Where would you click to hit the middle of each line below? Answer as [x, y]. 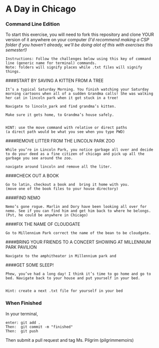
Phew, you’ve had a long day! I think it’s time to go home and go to [78, 274]
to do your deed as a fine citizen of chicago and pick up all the [75, 154]
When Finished [24, 303]
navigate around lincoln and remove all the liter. [59, 167]
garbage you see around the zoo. [39, 158]
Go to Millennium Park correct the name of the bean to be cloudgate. [78, 233]
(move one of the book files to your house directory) [62, 189]
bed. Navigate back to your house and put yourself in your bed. [73, 278]
